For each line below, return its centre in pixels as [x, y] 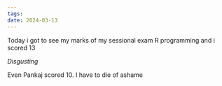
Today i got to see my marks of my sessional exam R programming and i [111, 40]
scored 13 [21, 48]
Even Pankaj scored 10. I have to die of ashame [75, 75]
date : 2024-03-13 [33, 20]
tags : [15, 14]
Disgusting [23, 61]
